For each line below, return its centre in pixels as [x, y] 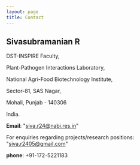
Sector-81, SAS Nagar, [34, 91]
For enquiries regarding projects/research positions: [70, 137]
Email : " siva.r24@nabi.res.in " [42, 126]
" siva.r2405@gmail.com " [37, 144]
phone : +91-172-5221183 [37, 155]
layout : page [22, 12]
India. [13, 114]
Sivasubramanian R [43, 42]
